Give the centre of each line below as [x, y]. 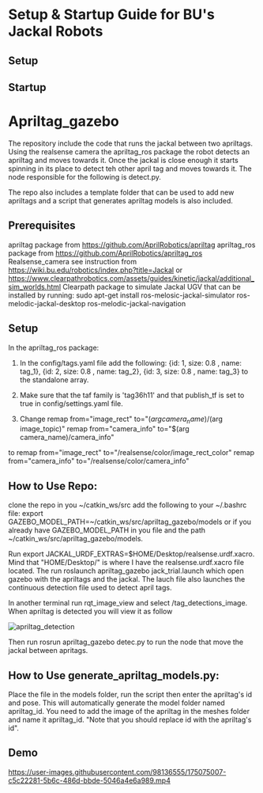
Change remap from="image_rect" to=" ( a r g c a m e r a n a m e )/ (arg [121, 419]
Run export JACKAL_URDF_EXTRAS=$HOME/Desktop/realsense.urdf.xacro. [131, 554]
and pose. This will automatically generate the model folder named [116, 703]
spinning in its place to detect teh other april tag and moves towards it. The [130, 169]
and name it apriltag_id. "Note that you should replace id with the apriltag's [130, 719]
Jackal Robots [56, 31]
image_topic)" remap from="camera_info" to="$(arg [104, 429]
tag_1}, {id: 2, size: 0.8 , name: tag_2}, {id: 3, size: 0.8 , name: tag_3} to [134, 371]
